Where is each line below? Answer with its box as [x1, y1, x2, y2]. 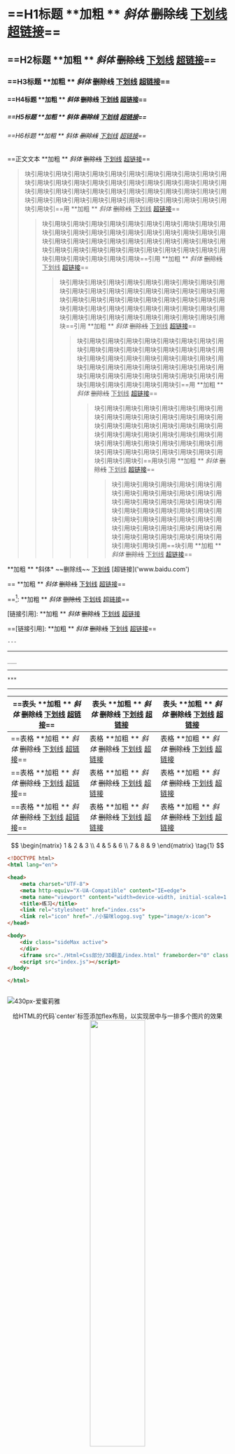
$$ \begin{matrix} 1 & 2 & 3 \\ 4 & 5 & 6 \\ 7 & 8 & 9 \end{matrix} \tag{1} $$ [10, 841, 225, 850]
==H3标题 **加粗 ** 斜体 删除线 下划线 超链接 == [7, 76, 171, 86]
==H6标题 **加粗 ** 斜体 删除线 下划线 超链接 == [7, 132, 147, 140]
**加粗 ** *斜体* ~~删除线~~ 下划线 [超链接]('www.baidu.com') [7, 565, 190, 573]
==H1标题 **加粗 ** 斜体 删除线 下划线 [7, 6, 227, 22]
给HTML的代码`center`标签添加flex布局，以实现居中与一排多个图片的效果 [13, 1012, 222, 1020]
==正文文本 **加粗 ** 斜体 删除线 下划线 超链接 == [7, 155, 150, 163]
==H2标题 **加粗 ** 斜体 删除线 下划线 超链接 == [7, 54, 217, 66]
